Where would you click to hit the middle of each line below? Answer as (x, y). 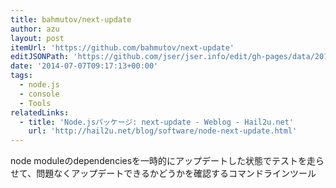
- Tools (35, 103)
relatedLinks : (40, 112)
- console (39, 94)
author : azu (35, 29)
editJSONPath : (40, 57)
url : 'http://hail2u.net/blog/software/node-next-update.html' (163, 131)
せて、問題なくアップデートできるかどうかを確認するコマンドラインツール (163, 173)
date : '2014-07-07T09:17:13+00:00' (84, 66)
